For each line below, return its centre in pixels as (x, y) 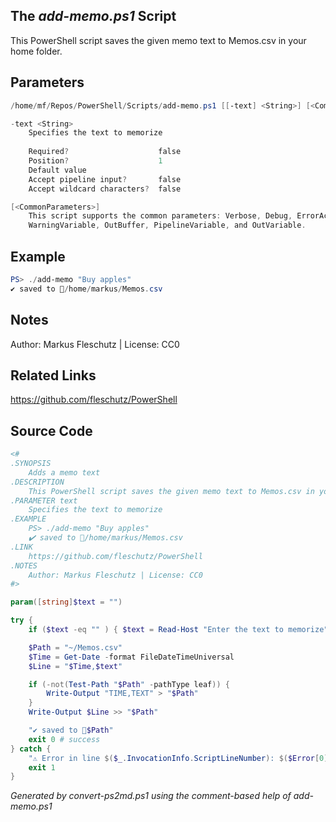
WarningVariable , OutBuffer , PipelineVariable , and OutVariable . (167, 225)
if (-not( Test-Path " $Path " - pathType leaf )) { (129, 684)
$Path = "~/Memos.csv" (75, 647)
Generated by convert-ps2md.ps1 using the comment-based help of (151, 796)
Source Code (51, 430)
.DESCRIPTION (37, 482)
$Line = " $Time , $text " (75, 666)
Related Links (53, 375)
